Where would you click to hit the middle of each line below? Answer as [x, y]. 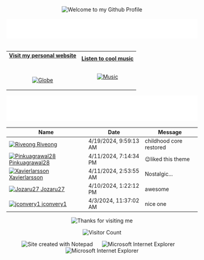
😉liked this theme [167, 159]
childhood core [164, 141]
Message [170, 132]
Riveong [47, 144]
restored [155, 148]
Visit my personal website [43, 55]
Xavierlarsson [26, 177]
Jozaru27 [53, 189]
